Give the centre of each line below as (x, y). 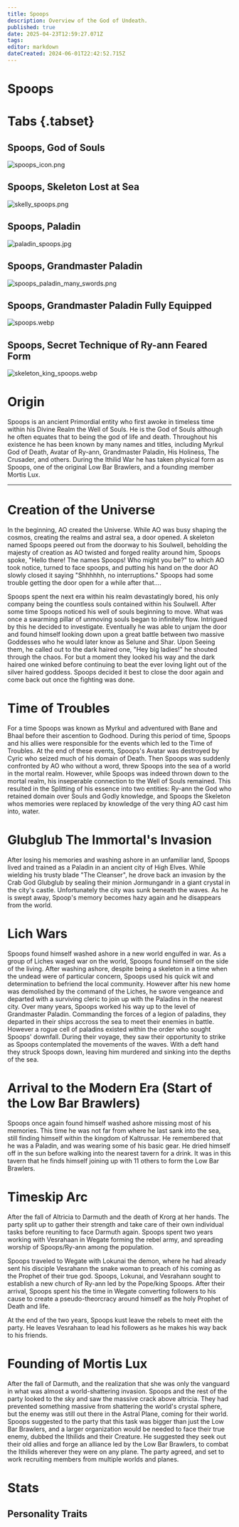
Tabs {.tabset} (51, 121)
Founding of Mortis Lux (78, 1364)
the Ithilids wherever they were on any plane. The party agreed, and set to (116, 1452)
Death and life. (29, 1306)
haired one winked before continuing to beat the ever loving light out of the (117, 665)
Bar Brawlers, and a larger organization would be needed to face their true (116, 1429)
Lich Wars (37, 934)
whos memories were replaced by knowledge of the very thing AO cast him (118, 803)
